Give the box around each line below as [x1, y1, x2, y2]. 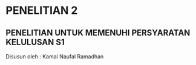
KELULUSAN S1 [5, 37, 65, 47]
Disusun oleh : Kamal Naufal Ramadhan [5, 53, 104, 60]
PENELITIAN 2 [5, 4, 78, 17]
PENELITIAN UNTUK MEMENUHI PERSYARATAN [5, 28, 191, 38]
